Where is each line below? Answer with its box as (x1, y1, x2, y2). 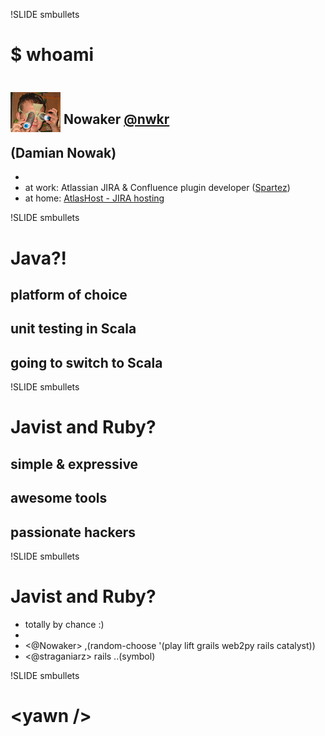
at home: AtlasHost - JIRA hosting (24, 192, 165, 204)
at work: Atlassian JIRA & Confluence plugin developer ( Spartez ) (24, 182, 291, 194)
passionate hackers (10, 524, 137, 541)
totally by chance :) (24, 618, 105, 630)
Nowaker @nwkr (63, 110, 170, 128)
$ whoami (10, 44, 95, 66)
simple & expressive (10, 455, 139, 473)
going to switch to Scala (10, 354, 163, 371)
